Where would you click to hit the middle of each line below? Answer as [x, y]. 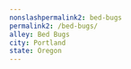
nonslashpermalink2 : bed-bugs [66, 17]
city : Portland [38, 43]
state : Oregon [36, 51]
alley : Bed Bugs [39, 34]
